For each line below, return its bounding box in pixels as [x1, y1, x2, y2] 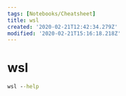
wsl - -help [7, 83, 39, 90]
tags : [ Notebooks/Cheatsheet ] [7, 10, 96, 18]
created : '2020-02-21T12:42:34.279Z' [7, 23, 118, 30]
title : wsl [7, 17, 39, 24]
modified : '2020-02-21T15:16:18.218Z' [7, 29, 121, 37]
